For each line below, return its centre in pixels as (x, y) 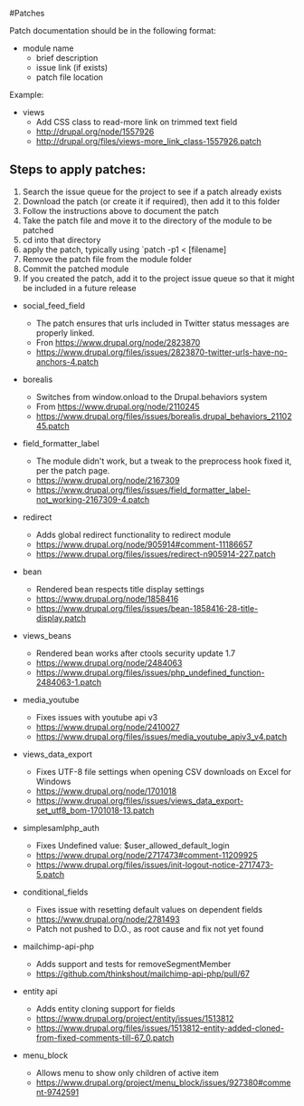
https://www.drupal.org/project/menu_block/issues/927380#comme (163, 1082)
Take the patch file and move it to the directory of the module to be (147, 220)
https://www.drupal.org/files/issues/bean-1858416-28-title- (147, 608)
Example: (27, 95)
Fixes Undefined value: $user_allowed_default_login (133, 845)
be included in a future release (80, 288)
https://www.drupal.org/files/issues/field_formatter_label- (143, 490)
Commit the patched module (76, 269)
